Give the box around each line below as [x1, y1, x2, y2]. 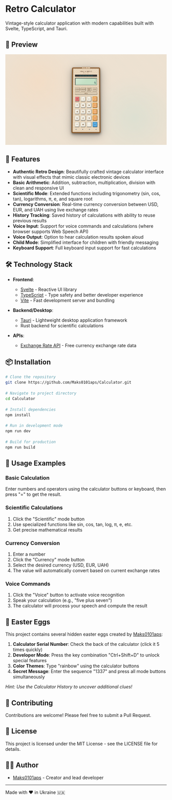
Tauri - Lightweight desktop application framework [20, 317, 127, 323]
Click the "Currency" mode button [12, 557, 85, 562]
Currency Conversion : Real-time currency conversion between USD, [12, 201, 159, 207]
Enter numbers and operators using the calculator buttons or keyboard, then [5, 486, 166, 492]
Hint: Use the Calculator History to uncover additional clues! [5, 684, 133, 690]
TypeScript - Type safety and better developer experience [20, 291, 143, 298]
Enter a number [12, 551, 46, 557]
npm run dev [5, 429, 31, 434]
